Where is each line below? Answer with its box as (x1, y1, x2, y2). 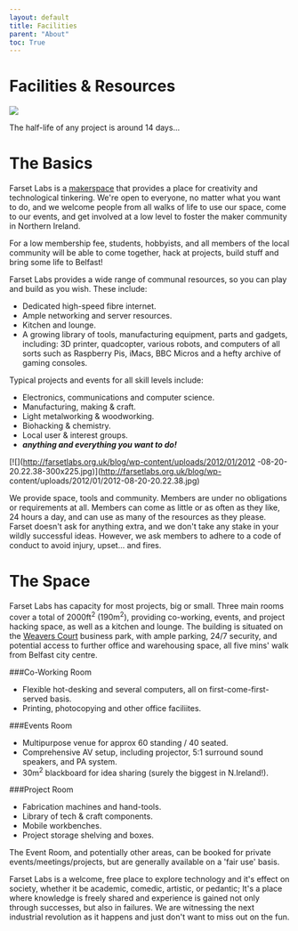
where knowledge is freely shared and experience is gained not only (9, 893, 261, 903)
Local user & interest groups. (21, 430, 129, 441)
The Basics (9, 153, 93, 174)
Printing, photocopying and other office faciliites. (21, 702, 202, 713)
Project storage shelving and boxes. (21, 830, 154, 841)
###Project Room (9, 784, 74, 795)
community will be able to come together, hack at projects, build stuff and (9, 247, 279, 258)
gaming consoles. (21, 358, 88, 368)
